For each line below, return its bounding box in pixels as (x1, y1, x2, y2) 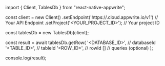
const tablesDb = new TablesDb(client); (5, 30, 89, 35)
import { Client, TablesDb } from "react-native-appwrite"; (5, 5, 126, 10)
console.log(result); (5, 55, 47, 61)
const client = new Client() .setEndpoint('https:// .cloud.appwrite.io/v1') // (5, 14, 158, 20)
